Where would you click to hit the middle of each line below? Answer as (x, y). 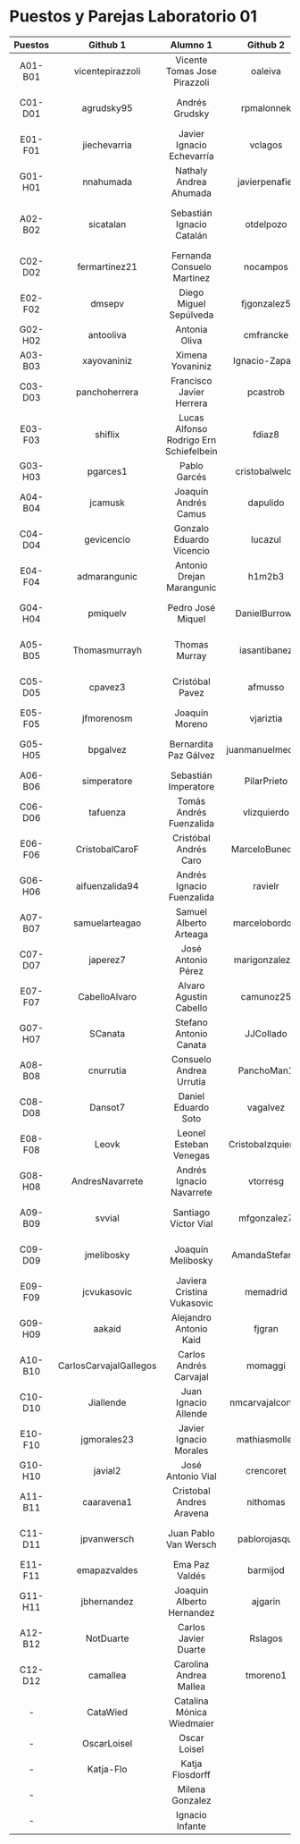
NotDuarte (107, 1638)
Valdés (192, 1576)
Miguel (192, 303)
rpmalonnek (266, 107)
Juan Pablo (192, 1533)
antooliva (107, 334)
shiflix (108, 434)
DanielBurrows (266, 613)
